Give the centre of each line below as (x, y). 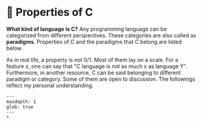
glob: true (20, 107)
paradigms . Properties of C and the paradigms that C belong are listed (94, 42)
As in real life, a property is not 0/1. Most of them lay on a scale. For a (92, 60)
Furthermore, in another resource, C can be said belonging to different (93, 72)
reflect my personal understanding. (50, 85)
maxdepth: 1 (21, 102)
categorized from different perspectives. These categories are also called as (101, 35)
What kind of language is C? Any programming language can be (87, 29)
